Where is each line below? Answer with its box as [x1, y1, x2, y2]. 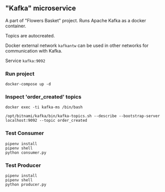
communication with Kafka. [5, 47, 62, 54]
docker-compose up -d [5, 82, 51, 87]
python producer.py [5, 182, 47, 187]
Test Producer [5, 162, 41, 169]
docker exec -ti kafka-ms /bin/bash [5, 105, 83, 110]
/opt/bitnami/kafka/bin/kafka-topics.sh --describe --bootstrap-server [5, 114, 160, 119]
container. [5, 23, 26, 29]
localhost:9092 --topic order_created [5, 118, 87, 123]
